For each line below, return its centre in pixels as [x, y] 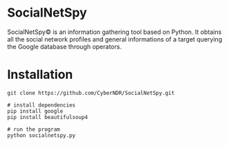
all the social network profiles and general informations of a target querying [115, 39]
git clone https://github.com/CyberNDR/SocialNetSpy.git [91, 93]
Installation [40, 75]
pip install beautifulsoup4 [48, 117]
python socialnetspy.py [42, 135]
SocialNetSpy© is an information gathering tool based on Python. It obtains [114, 32]
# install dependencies [42, 105]
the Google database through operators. [65, 46]
